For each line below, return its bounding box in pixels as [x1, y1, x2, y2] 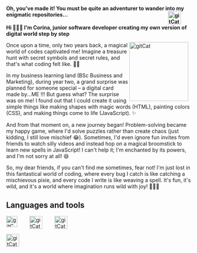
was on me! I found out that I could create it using [6, 97, 127, 104]
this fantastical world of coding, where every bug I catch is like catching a [6, 170, 185, 178]
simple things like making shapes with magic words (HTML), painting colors [6, 103, 190, 110]
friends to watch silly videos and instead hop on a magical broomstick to [6, 140, 182, 147]
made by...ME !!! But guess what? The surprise [6, 91, 119, 98]
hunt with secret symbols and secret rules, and [6, 54, 120, 61]
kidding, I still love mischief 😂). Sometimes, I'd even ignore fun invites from [6, 134, 190, 141]
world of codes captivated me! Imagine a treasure [6, 48, 127, 55]
